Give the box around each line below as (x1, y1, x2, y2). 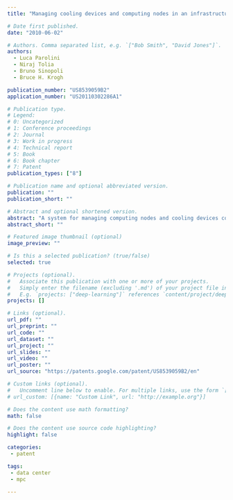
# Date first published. (7, 22, 79, 30)
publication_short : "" (7, 195, 73, 202)
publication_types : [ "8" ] (7, 170, 82, 177)
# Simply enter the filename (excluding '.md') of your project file (7, 284, 218, 292)
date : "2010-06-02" (7, 29, 64, 36)
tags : (7, 462, 23, 469)
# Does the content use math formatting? (7, 406, 129, 413)
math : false (7, 412, 42, 419)
